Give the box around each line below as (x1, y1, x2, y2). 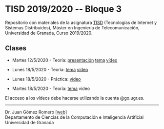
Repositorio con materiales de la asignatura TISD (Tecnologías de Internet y (5, 20, 157, 25)
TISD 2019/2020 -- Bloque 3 (5, 3, 122, 15)
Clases (5, 44, 27, 52)
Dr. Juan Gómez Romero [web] (5, 109, 67, 115)
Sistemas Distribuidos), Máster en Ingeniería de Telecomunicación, (5, 24, 140, 30)
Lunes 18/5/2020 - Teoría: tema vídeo (12, 66, 88, 72)
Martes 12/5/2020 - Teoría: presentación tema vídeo (12, 57, 118, 63)
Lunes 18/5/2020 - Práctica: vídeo (12, 76, 81, 82)
